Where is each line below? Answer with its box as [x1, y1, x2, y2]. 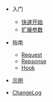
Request [21, 51, 43, 58]
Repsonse [21, 57, 47, 65]
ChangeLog [12, 89, 42, 96]
